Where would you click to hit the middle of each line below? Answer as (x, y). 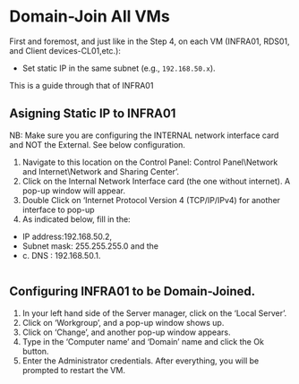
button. (35, 351)
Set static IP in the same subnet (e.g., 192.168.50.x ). (119, 68)
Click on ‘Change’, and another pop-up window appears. (126, 332)
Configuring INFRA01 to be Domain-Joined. (132, 291)
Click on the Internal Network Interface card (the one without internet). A (156, 181)
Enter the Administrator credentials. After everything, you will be (141, 361)
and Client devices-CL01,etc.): (65, 50)
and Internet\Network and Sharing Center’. (101, 171)
